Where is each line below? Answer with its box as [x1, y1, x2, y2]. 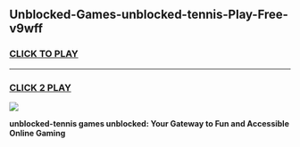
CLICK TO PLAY [9, 48, 79, 61]
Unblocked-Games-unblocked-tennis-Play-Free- [9, 7, 288, 22]
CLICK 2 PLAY [9, 81, 71, 94]
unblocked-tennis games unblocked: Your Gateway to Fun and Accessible [9, 118, 290, 128]
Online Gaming [9, 127, 66, 138]
